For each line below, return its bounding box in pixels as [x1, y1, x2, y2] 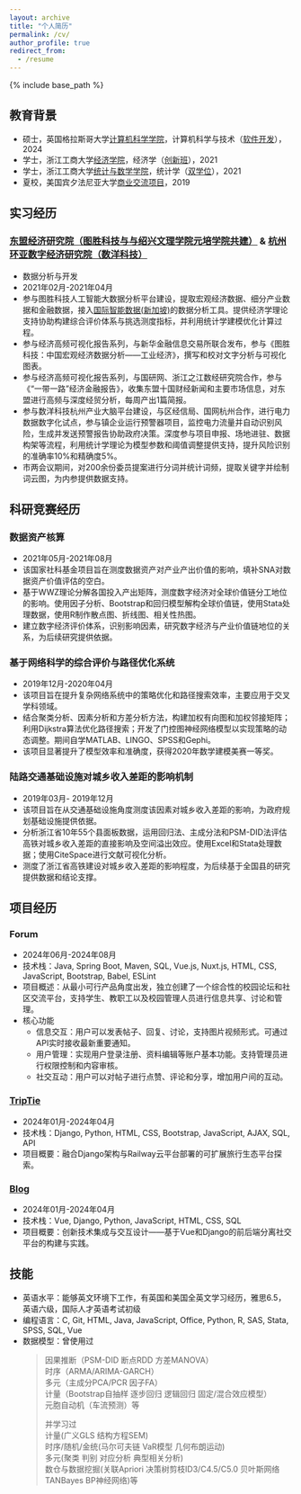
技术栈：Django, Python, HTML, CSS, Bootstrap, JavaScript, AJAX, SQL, [22, 1127, 290, 1138]
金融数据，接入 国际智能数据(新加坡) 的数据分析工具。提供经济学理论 [38, 304, 289, 315]
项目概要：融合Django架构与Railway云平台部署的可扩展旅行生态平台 [22, 1148, 274, 1159]
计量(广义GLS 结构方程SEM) [44, 1429, 149, 1440]
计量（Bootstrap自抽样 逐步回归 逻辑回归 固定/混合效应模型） [44, 1388, 272, 1399]
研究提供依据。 [61, 631, 118, 643]
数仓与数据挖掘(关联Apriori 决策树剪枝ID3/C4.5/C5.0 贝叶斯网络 [44, 1463, 280, 1474]
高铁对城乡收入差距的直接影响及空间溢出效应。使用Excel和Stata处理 [22, 837, 275, 848]
